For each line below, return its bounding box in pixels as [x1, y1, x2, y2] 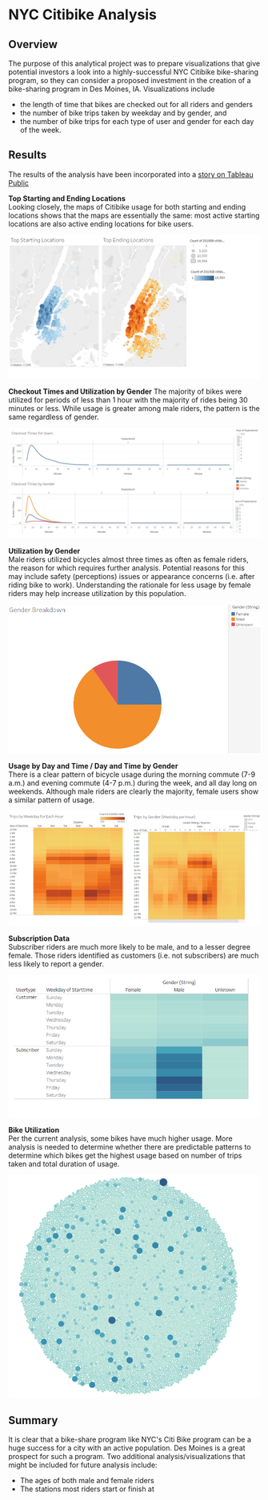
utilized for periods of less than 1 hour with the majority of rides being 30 [8, 394, 248, 405]
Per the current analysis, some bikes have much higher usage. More [8, 1134, 234, 1143]
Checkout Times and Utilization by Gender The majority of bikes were [8, 386, 242, 396]
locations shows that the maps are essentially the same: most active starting [8, 210, 260, 220]
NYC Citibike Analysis [8, 6, 158, 24]
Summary [8, 1414, 58, 1427]
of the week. [19, 126, 62, 134]
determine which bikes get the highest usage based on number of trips [8, 1150, 242, 1161]
